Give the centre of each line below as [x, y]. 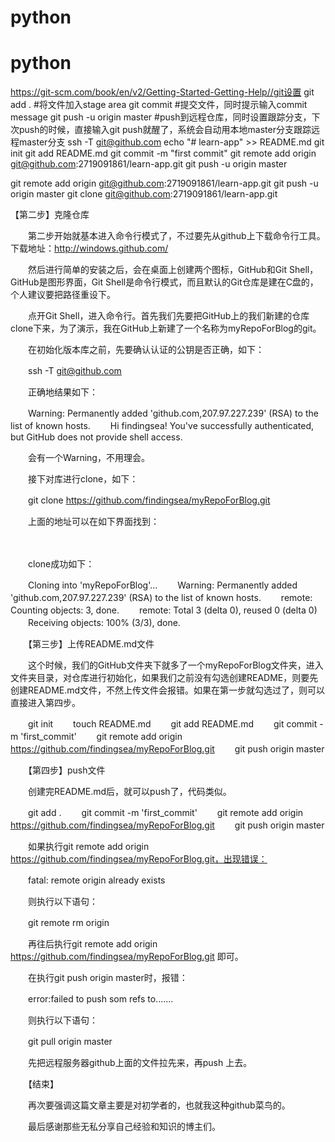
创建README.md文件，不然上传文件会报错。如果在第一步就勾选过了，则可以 [168, 690]
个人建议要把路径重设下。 [63, 295]
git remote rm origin [68, 923]
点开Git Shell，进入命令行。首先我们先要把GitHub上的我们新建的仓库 [168, 316]
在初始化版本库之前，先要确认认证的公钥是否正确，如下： [146, 350]
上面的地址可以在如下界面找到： [93, 522]
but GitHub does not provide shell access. [96, 437]
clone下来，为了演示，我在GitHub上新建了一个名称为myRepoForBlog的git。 [166, 328]
